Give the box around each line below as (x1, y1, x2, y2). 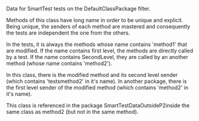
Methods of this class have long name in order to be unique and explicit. (6, 17, 184, 23)
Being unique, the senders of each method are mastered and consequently (6, 23, 191, 30)
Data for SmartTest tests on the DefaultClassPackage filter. (6, 5, 151, 12)
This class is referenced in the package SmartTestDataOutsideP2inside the (6, 102, 190, 109)
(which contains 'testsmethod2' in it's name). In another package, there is (6, 77, 187, 85)
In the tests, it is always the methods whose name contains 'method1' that (6, 41, 188, 48)
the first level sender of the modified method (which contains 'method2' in (6, 84, 189, 91)
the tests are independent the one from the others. (6, 29, 130, 36)
